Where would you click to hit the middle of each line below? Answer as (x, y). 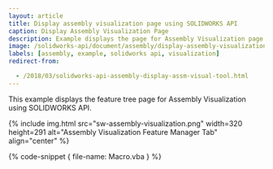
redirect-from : (34, 62)
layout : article (36, 16)
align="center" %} (39, 141)
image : (19, 46)
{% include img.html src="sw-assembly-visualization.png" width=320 (126, 123)
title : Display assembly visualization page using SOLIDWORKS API (123, 24)
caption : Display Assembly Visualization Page (89, 31)
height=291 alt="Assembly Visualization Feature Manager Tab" (113, 132)
